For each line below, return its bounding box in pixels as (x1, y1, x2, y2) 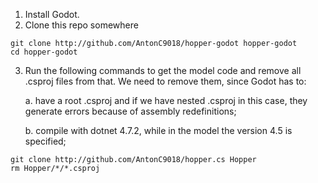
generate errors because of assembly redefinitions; (24, 105, 237, 117)
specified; (24, 135, 67, 147)
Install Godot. (24, 9, 80, 20)
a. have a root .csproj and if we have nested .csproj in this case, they (24, 95, 308, 106)
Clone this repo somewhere (24, 19, 139, 31)
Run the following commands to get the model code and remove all (24, 65, 302, 76)
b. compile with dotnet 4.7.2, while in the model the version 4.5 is (24, 125, 293, 136)
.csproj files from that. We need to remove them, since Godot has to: (24, 75, 307, 87)
